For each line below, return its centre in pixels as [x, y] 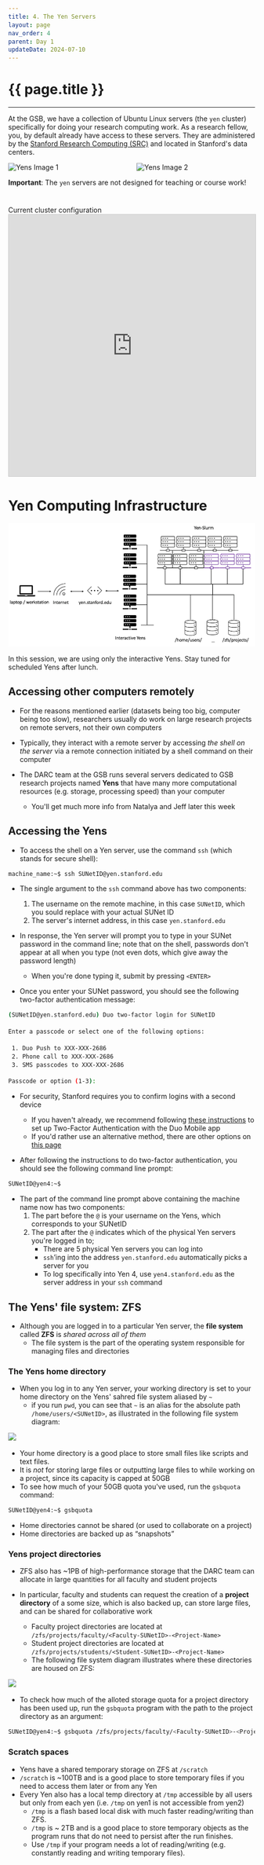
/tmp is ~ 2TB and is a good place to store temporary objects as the [140, 1827]
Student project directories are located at [98, 1643]
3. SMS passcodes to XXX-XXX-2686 [68, 1064]
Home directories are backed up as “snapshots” [97, 1534]
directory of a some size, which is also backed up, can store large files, [135, 1603]
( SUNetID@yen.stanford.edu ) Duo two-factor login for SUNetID [112, 1015]
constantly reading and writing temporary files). [108, 1852]
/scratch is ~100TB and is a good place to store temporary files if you [132, 1777]
